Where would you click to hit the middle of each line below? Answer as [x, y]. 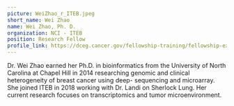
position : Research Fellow [46, 39]
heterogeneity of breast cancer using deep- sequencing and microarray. [111, 80]
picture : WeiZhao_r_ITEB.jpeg [51, 14]
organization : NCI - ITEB [45, 33]
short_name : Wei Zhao [39, 20]
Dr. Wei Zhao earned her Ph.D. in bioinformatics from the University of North [117, 65]
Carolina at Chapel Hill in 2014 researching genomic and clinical [99, 73]
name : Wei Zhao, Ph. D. [42, 26]
